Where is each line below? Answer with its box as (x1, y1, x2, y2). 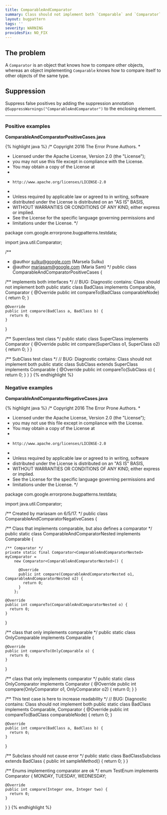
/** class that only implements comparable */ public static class (5, 629, 136, 635)
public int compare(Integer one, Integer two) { (5, 787, 108, 792)
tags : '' (5, 21, 23, 26)
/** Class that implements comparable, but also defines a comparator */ (5, 525, 153, 531)
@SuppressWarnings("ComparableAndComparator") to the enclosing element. (5, 105, 157, 111)
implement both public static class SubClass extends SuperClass (5, 361, 138, 367)
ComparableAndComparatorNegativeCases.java (5, 396, 108, 402)
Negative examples (5, 384, 53, 391)
